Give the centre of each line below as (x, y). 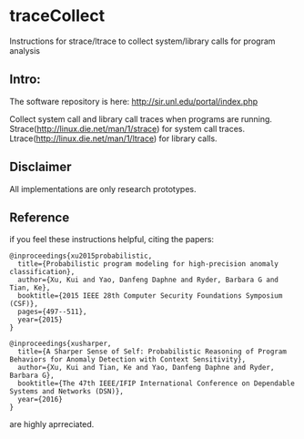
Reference (40, 217)
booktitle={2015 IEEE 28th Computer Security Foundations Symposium (150, 296)
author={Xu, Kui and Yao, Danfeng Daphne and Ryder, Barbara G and (148, 280)
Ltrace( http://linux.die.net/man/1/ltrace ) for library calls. (113, 138)
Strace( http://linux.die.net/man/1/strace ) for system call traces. (127, 128)
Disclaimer (41, 167)
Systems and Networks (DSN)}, (67, 392)
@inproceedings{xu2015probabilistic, (81, 256)
